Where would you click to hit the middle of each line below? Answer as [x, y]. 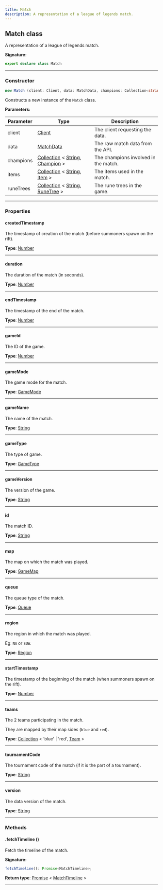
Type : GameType [22, 463]
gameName [17, 407]
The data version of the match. [36, 801]
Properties [18, 211]
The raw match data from [123, 144]
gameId [13, 336]
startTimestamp [22, 668]
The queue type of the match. [35, 598]
